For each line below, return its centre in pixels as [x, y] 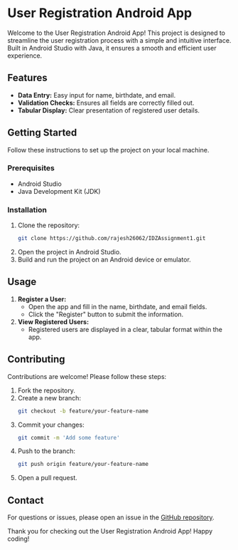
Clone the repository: [49, 225]
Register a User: [42, 299]
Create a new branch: [49, 398]
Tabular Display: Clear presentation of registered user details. [109, 110]
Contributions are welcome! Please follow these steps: [87, 376]
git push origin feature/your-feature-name [83, 465]
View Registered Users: [53, 321]
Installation [27, 209]
